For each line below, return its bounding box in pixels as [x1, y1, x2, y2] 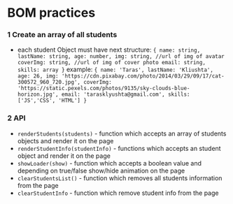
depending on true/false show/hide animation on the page [17, 166, 185, 175]
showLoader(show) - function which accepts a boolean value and [17, 159, 202, 167]
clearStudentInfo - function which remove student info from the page [17, 189, 219, 197]
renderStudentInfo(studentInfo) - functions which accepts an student [17, 144, 222, 152]
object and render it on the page [17, 152, 111, 160]
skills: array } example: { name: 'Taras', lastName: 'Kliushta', [17, 65, 213, 74]
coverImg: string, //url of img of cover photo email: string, [17, 59, 206, 66]
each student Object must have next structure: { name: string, [17, 45, 201, 54]
